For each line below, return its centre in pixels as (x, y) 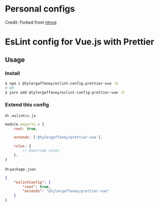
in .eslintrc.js (21, 115)
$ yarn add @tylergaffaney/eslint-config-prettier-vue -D (65, 92)
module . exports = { (25, 124)
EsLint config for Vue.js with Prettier (79, 42)
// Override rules (41, 151)
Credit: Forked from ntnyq (31, 22)
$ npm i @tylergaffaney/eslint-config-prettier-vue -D (62, 83)
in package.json (21, 169)
